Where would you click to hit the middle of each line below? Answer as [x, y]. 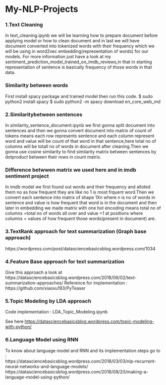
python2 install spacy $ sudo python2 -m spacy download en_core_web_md [83, 101]
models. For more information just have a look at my [58, 57]
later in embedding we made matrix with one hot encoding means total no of [83, 208]
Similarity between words [37, 86]
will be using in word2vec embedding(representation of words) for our [77, 51]
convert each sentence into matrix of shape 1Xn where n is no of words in [80, 197]
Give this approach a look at [34, 272]
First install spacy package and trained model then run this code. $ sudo [79, 96]
